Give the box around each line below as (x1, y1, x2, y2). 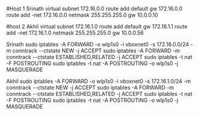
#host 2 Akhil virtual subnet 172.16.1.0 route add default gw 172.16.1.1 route (6, 23, 188, 30)
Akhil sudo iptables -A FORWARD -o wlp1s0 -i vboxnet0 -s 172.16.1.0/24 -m (6, 77, 191, 85)
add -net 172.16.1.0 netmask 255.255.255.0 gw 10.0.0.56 (6, 29, 144, 36)
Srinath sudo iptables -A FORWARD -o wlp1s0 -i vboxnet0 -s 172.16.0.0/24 (6, 41, 189, 48)
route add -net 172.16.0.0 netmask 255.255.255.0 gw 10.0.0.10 (6, 11, 158, 18)
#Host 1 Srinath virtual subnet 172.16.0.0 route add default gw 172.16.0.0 (6, 5, 183, 12)
